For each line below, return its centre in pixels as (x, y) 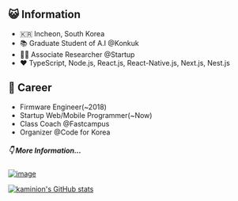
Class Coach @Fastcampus (64, 123)
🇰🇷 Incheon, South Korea (62, 33)
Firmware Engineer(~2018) (63, 107)
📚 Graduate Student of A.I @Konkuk (79, 43)
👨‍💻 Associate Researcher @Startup (77, 54)
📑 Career (30, 88)
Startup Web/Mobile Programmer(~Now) (86, 115)
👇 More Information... (45, 150)
